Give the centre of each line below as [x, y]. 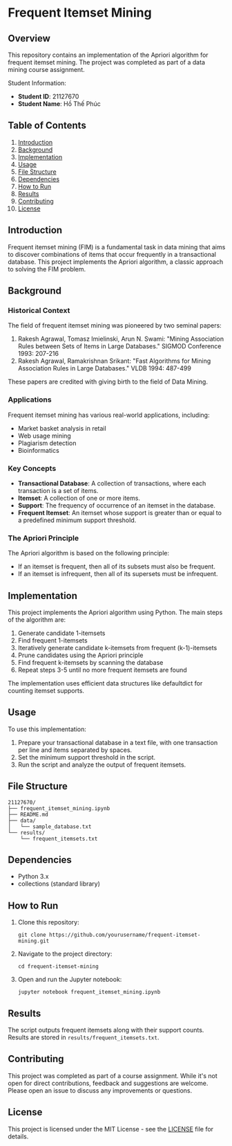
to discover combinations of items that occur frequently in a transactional [112, 254]
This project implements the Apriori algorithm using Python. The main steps [115, 612]
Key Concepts [32, 468]
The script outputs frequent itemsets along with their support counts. [106, 1030]
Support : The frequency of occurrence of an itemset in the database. [117, 505]
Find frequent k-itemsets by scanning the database [90, 663]
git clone [32, 935]
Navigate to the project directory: [65, 954]
